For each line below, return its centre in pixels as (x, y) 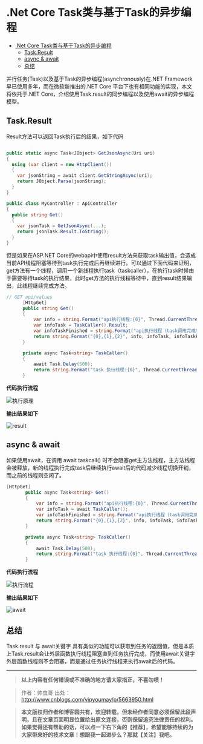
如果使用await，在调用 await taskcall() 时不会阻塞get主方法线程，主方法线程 (101, 460)
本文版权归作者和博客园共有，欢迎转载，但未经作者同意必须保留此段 (106, 712)
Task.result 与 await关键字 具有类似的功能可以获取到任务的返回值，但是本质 (100, 646)
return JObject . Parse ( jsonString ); (62, 181)
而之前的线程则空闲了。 (35, 475)
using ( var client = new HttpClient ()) (62, 164)
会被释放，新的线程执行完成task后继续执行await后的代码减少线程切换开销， (100, 468)
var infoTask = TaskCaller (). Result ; (81, 325)
